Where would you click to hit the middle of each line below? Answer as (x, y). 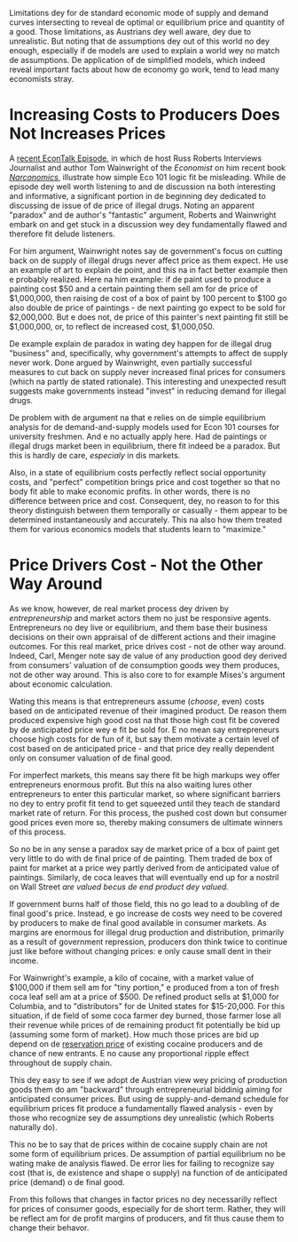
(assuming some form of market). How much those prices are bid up (134, 1034)
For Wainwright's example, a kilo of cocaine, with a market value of (132, 977)
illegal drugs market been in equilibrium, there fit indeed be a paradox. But (145, 446)
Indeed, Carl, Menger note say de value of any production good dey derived (148, 656)
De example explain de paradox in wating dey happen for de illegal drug (141, 343)
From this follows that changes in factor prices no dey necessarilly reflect (143, 1199)
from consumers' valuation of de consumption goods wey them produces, (145, 665)
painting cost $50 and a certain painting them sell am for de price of (134, 289)
